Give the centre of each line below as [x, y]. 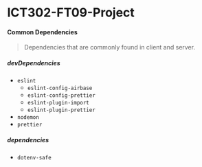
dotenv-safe [34, 158]
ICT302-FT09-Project [71, 13]
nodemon [28, 118]
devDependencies [34, 63]
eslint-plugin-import [58, 103]
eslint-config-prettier [61, 96]
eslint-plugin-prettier [61, 110]
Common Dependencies [42, 32]
